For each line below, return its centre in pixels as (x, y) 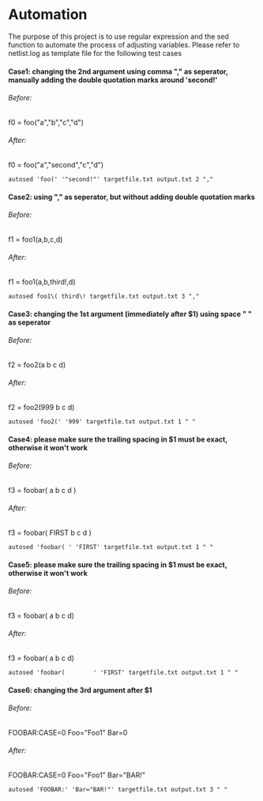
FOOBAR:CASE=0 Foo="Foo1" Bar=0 (68, 732)
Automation (48, 15)
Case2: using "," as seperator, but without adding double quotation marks (131, 197)
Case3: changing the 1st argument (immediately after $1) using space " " (130, 314)
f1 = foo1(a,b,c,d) (36, 239)
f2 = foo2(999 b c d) (41, 407)
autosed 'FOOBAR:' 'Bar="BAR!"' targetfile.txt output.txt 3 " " (118, 789)
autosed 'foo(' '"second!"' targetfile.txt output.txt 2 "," (111, 179)
